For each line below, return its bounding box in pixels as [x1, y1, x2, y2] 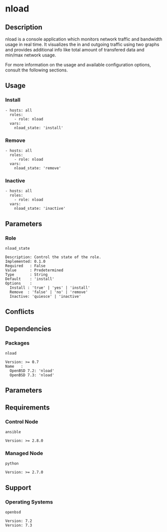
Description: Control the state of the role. [5, 254, 101, 260]
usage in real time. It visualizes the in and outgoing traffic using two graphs [5, 41, 160, 47]
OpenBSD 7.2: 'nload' [9, 368, 55, 374]
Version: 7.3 [5, 523, 32, 528]
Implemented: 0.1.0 [5, 259, 46, 264]
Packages [5, 339, 30, 346]
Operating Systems [5, 498, 53, 505]
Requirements [5, 403, 50, 412]
